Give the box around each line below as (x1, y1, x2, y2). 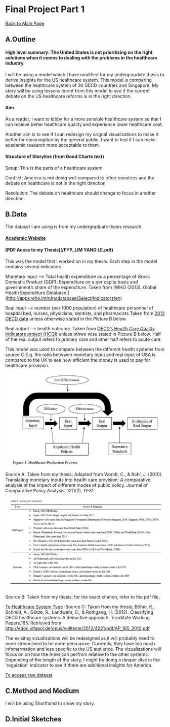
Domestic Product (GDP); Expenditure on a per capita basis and (5, 278, 138, 285)
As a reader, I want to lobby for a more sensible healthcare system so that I (5, 116, 161, 122)
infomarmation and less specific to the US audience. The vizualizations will (5, 646, 161, 652)
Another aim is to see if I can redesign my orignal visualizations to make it (5, 131, 158, 137)
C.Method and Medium (5, 687, 79, 696)
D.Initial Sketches (5, 715, 62, 723)
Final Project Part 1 (5, 4, 85, 15)
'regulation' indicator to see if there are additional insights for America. (5, 662, 153, 668)
